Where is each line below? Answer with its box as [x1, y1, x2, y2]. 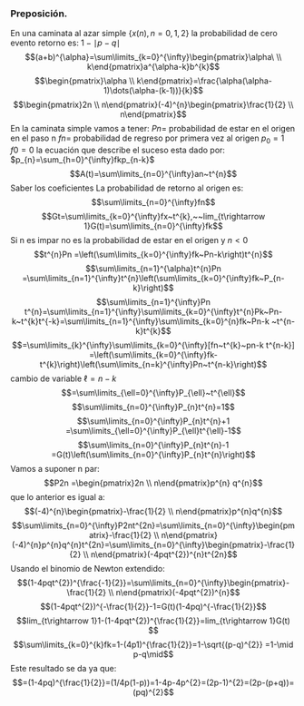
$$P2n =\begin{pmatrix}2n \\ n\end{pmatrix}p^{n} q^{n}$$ [44, 477, 263, 488]
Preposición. [10, 7, 68, 20]
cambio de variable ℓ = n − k [10, 373, 117, 384]
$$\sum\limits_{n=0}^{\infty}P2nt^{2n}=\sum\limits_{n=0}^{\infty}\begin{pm [11, 520, 296, 531]
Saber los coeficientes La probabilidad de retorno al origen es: [10, 182, 244, 193]
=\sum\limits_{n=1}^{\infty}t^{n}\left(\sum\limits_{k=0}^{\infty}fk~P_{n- [22, 273, 285, 284]
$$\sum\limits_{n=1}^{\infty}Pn [95, 297, 211, 308]
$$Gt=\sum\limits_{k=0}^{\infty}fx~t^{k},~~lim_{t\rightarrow [41, 211, 266, 222]
